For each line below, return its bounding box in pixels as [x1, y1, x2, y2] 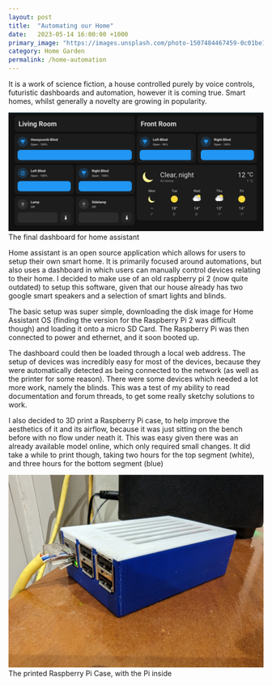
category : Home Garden [8, 47, 85, 56]
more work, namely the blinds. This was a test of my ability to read [8, 383, 231, 392]
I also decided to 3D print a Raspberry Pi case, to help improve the [8, 416, 230, 426]
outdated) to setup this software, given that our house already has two [8, 282, 244, 292]
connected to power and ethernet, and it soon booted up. [8, 332, 200, 342]
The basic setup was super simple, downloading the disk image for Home [8, 307, 253, 316]
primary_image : [8, 39, 60, 47]
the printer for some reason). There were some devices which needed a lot [8, 374, 259, 384]
